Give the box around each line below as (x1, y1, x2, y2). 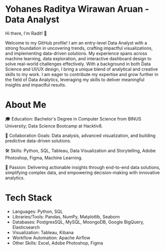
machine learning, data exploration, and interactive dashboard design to (5, 55, 152, 61)
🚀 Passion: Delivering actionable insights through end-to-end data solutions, (5, 164, 161, 170)
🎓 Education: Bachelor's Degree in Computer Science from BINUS (5, 116, 142, 122)
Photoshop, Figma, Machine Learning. (5, 155, 83, 161)
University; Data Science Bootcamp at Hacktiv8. (5, 123, 103, 129)
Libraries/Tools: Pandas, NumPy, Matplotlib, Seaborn (12, 213, 120, 219)
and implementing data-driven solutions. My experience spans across (5, 50, 147, 56)
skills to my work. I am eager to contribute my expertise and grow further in (5, 71, 159, 77)
